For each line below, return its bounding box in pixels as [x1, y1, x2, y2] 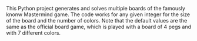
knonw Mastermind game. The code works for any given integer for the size [6, 11, 190, 18]
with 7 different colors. [6, 29, 61, 36]
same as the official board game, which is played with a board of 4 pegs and [6, 23, 192, 30]
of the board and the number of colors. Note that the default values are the [6, 17, 188, 24]
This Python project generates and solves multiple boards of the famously [6, 5, 185, 12]
